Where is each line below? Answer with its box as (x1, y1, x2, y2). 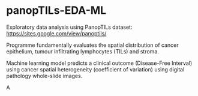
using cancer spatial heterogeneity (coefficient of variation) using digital (6, 65, 185, 73)
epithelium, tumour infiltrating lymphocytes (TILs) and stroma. (6, 47, 159, 55)
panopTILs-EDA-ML (6, 4, 107, 17)
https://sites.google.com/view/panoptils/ (6, 29, 107, 37)
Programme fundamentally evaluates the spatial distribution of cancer (6, 41, 179, 49)
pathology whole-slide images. (6, 72, 83, 79)
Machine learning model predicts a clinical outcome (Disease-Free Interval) (6, 59, 193, 67)
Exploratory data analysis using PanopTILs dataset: (6, 23, 133, 31)
